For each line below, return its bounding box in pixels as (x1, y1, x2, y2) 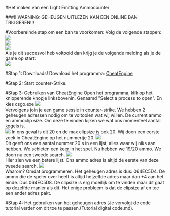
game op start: (5, 55, 36, 61)
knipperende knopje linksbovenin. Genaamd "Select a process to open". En (5, 95, 162, 101)
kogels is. (5, 123, 25, 129)
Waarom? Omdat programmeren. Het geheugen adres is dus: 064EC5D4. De (5, 168, 165, 174)
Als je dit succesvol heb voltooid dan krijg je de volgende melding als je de (5, 50, 161, 56)
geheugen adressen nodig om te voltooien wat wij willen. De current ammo (5, 112, 162, 118)
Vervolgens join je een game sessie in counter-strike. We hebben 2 (5, 106, 146, 113)
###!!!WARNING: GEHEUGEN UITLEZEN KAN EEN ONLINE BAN (5, 14, 138, 20)
